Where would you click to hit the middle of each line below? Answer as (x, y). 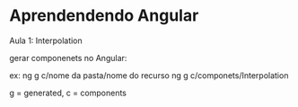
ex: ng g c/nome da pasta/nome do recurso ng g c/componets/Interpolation (149, 75)
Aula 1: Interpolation (46, 40)
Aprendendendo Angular (104, 16)
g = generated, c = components (68, 93)
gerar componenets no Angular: (68, 58)
